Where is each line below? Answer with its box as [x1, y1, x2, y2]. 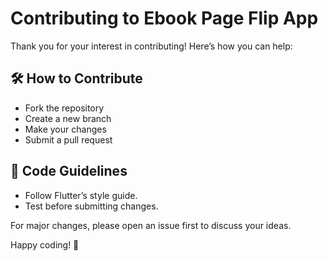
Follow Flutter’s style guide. [24, 189, 138, 201]
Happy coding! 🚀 [10, 238, 80, 251]
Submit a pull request [24, 133, 113, 146]
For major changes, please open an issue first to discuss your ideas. [10, 219, 292, 231]
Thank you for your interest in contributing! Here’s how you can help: [10, 40, 293, 52]
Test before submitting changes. [24, 200, 159, 212]
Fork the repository [24, 102, 105, 114]
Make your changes [24, 123, 107, 135]
